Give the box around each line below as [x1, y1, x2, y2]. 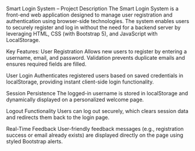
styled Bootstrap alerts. [6, 138, 63, 144]
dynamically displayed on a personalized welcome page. [6, 96, 144, 103]
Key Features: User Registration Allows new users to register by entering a [6, 48, 187, 55]
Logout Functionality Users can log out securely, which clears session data [6, 108, 189, 114]
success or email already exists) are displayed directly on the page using [6, 131, 184, 139]
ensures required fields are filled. [6, 60, 87, 68]
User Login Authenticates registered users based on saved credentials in [6, 72, 184, 79]
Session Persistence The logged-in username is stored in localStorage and [6, 90, 188, 97]
